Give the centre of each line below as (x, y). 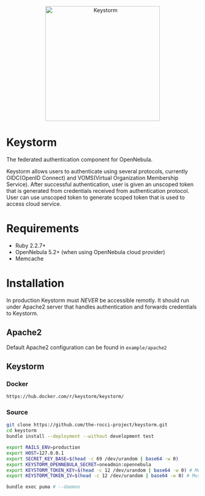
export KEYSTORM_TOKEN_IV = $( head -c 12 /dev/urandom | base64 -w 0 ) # (98, 476)
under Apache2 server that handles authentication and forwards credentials (102, 307)
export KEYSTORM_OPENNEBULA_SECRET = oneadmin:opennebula (79, 464)
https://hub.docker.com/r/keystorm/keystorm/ (65, 397)
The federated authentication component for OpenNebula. (80, 159)
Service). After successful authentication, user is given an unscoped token (100, 184)
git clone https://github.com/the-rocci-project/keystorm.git (87, 425)
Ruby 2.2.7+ (31, 246)
